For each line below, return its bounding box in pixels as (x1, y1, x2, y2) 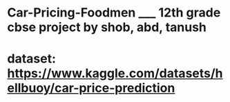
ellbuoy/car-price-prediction (7, 81, 175, 96)
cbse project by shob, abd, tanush (7, 19, 207, 35)
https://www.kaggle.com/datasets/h (7, 65, 223, 81)
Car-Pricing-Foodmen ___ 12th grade (7, 5, 221, 21)
